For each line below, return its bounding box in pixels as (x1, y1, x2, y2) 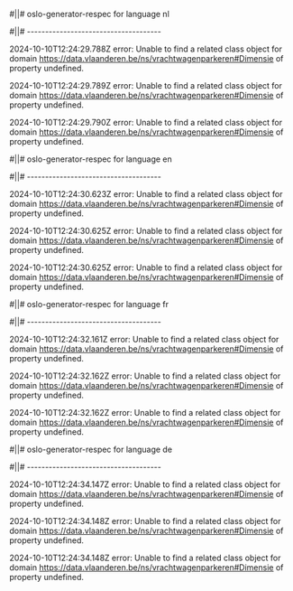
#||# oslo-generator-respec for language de (9, 444, 173, 455)
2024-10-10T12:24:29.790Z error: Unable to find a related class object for (9, 117, 282, 127)
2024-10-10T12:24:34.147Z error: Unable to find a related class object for (9, 479, 281, 490)
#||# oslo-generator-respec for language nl (9, 9, 169, 19)
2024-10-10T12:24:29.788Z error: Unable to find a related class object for (9, 43, 282, 54)
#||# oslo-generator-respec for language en (9, 154, 173, 164)
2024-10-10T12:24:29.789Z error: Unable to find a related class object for (9, 80, 282, 90)
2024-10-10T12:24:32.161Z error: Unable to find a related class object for (9, 334, 279, 344)
